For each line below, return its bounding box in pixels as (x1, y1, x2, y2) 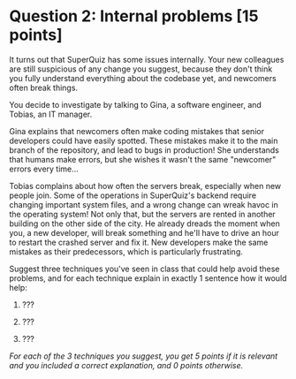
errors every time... (9, 163, 80, 174)
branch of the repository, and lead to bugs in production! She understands (9, 144, 280, 155)
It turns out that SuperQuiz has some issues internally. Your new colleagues (9, 54, 285, 64)
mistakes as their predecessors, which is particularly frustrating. (9, 246, 243, 257)
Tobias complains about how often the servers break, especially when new (9, 180, 282, 191)
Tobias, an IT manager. (9, 109, 93, 119)
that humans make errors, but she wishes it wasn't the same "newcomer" (9, 154, 277, 164)
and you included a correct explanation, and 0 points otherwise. (9, 360, 244, 370)
